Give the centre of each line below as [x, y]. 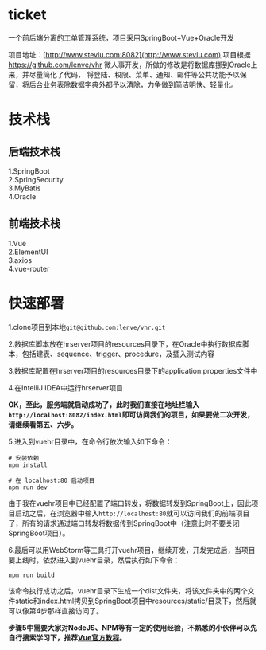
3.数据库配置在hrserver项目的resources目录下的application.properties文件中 [133, 370]
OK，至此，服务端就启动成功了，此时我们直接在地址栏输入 [104, 405]
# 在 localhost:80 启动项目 [52, 480]
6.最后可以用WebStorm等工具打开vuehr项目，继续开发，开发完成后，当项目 [132, 550]
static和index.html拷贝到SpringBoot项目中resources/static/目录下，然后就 [135, 601]
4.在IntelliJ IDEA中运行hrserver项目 [66, 387]
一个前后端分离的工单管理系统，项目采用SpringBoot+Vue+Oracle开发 [121, 37]
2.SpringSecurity [36, 179]
